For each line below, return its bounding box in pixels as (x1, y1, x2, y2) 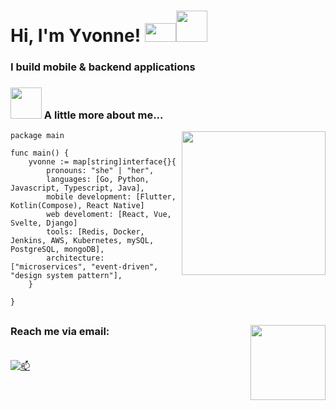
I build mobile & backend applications (10, 60, 196, 74)
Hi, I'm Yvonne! (10, 25, 142, 47)
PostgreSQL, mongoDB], (10, 245, 105, 255)
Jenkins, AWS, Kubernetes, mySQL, (10, 236, 155, 246)
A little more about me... (43, 108, 164, 122)
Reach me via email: (10, 324, 110, 338)
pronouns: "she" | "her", (46, 166, 155, 176)
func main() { (10, 148, 70, 159)
